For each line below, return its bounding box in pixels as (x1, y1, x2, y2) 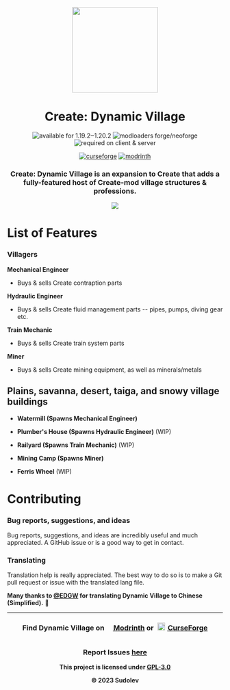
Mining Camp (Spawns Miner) (16, 454, 104, 462)
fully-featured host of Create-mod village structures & (23, 177, 207, 187)
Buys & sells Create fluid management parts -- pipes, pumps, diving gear (16, 305, 223, 314)
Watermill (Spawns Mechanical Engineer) (16, 414, 138, 422)
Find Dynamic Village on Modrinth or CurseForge (22, 623, 208, 632)
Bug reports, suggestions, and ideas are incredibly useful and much (7, 531, 199, 539)
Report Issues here (83, 647, 147, 656)
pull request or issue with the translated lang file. (7, 578, 145, 587)
